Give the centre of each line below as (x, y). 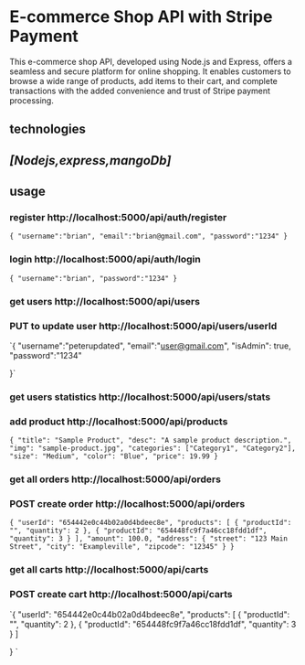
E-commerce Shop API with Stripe (141, 17)
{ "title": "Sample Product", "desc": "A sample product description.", (151, 441)
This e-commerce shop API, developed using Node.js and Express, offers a (151, 61)
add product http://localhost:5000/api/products (119, 421)
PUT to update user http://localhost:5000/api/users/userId (143, 326)
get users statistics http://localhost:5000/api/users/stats (140, 397)
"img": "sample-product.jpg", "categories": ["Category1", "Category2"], (153, 449)
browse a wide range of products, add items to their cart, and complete (144, 80)
